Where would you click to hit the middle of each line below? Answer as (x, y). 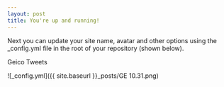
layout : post (27, 14)
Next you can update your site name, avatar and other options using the (112, 40)
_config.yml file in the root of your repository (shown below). (96, 48)
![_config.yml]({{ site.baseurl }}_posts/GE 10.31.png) (83, 76)
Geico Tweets (27, 62)
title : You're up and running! (54, 21)
